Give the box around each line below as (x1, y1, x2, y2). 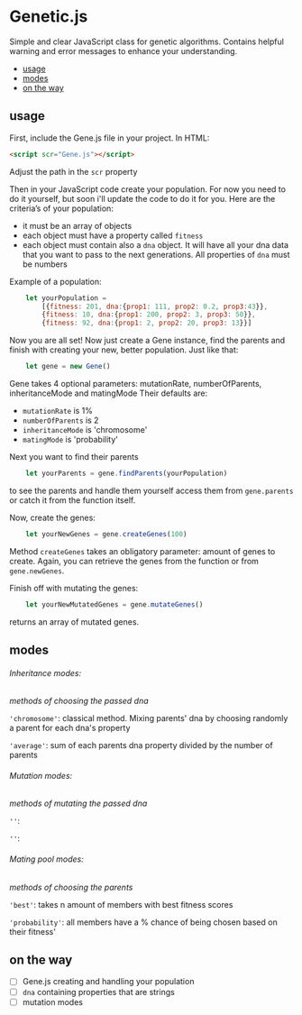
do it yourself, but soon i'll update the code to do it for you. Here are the (9, 193, 276, 204)
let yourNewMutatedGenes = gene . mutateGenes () (25, 599, 204, 609)
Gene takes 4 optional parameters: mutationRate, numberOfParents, (9, 379, 262, 389)
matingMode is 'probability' (22, 434, 119, 444)
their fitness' (9, 926, 57, 937)
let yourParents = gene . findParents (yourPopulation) (25, 469, 228, 478)
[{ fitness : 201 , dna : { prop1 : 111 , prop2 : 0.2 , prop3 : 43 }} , (41, 302, 269, 311)
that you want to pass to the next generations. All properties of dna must (22, 249, 290, 260)
